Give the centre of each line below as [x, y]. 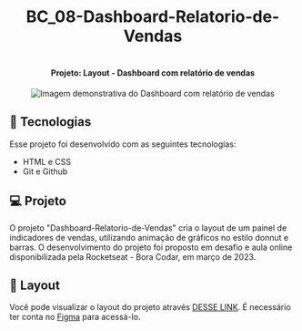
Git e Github [45, 171]
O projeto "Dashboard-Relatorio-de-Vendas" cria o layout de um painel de [148, 228]
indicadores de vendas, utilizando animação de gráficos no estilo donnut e [149, 237]
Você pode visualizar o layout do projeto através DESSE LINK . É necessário [150, 307]
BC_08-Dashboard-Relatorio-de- [153, 17]
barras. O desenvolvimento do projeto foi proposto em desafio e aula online [151, 247]
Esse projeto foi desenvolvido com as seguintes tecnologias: [123, 144]
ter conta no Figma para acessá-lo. [75, 317]
